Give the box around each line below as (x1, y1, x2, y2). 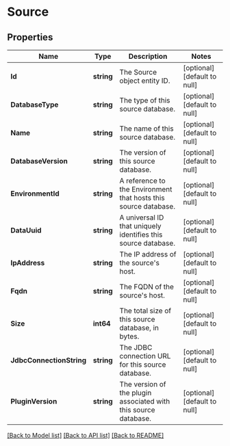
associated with (119, 397, 170, 406)
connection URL (119, 352, 171, 360)
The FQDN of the (119, 282, 175, 291)
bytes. (119, 332, 140, 341)
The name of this (119, 124, 174, 133)
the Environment (119, 185, 172, 194)
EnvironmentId (10, 189, 60, 198)
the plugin (119, 388, 152, 397)
